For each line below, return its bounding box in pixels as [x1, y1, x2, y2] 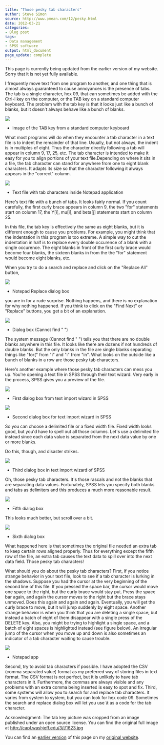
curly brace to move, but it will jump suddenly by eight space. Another [5, 604, 146, 610]
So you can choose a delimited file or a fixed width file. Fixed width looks [5, 423, 152, 430]
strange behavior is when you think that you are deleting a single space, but [5, 610, 158, 616]
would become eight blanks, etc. [5, 255, 71, 261]
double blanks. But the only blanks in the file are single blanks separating [5, 347, 152, 352]
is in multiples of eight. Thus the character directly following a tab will [5, 145, 145, 151]
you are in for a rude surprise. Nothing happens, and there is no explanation [5, 298, 158, 304]
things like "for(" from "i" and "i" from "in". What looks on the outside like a [5, 352, 155, 358]
